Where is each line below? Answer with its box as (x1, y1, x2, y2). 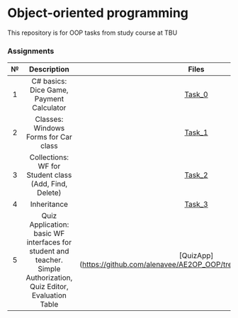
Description (28, 64, 69, 74)
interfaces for (26, 237, 72, 247)
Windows (33, 123, 65, 133)
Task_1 (183, 127, 208, 137)
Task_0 (183, 90, 208, 100)
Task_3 (183, 200, 208, 210)
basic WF (33, 229, 65, 239)
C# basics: (31, 76, 67, 86)
